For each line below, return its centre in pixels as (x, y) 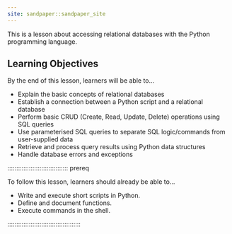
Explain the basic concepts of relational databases (91, 94)
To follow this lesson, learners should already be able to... (91, 182)
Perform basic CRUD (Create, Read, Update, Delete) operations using (119, 117)
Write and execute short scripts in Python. (79, 196)
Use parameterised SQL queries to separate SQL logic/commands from (121, 132)
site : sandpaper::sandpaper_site (57, 14)
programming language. (42, 41)
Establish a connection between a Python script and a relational (110, 102)
